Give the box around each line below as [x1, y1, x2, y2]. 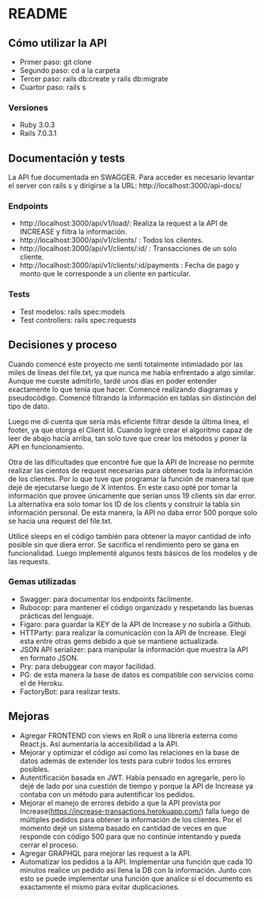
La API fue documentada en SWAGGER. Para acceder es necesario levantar [8, 173, 255, 182]
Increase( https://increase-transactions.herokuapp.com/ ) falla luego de [19, 806, 250, 816]
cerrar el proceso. [19, 840, 79, 849]
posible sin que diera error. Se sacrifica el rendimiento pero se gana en [8, 540, 240, 549]
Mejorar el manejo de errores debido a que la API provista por [19, 798, 221, 807]
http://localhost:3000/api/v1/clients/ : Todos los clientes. [19, 235, 204, 245]
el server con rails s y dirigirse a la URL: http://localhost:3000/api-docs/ [8, 181, 243, 191]
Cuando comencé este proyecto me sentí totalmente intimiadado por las [8, 359, 244, 369]
